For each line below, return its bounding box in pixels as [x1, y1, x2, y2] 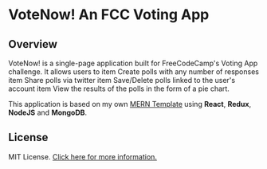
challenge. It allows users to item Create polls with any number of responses [8, 67, 259, 77]
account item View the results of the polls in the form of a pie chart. [8, 84, 230, 93]
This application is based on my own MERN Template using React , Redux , [8, 100, 252, 108]
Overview [8, 37, 58, 51]
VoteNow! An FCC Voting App [8, 6, 210, 24]
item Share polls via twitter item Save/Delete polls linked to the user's [8, 76, 236, 84]
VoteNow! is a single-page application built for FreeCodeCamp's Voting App [8, 58, 258, 68]
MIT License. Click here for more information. [8, 151, 158, 161]
